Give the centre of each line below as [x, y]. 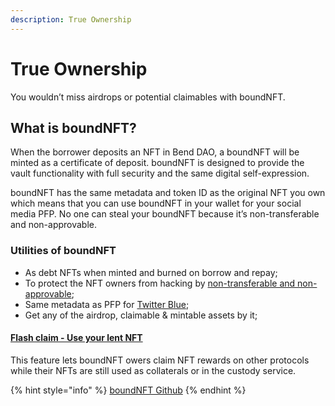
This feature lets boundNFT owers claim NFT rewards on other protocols [160, 360]
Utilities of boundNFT [63, 251]
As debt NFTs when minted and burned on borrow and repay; [151, 272]
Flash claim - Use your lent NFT [76, 338]
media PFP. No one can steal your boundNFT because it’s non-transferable [165, 214]
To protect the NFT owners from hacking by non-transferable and [160, 283]
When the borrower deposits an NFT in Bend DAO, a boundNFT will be [155, 152]
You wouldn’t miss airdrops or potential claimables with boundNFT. [148, 97]
